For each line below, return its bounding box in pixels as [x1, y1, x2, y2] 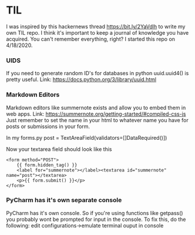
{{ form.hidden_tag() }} [16, 162, 78, 168]
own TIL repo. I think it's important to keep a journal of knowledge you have [6, 29, 189, 36]
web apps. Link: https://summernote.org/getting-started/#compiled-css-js [6, 110, 186, 117]
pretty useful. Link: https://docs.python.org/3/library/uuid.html [6, 76, 157, 83]
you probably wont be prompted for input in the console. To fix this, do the [6, 216, 186, 223]
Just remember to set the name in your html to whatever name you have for [6, 116, 189, 123]
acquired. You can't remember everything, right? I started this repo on [6, 35, 175, 42]
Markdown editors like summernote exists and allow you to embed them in [6, 104, 186, 111]
